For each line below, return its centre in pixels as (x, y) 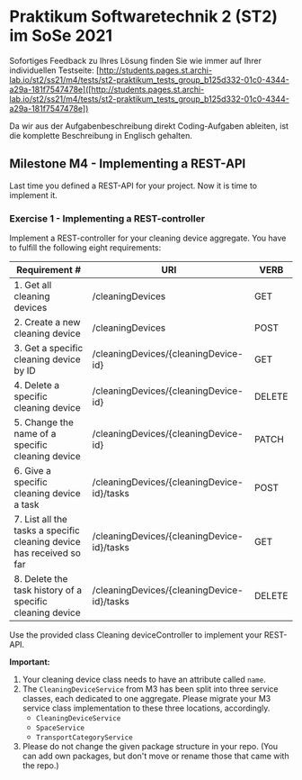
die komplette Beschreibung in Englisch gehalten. (101, 135)
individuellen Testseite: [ (54, 70)
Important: (30, 662)
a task (27, 504)
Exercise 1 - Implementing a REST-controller (107, 218)
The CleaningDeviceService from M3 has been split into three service (150, 689)
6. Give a (33, 471)
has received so (47, 553)
